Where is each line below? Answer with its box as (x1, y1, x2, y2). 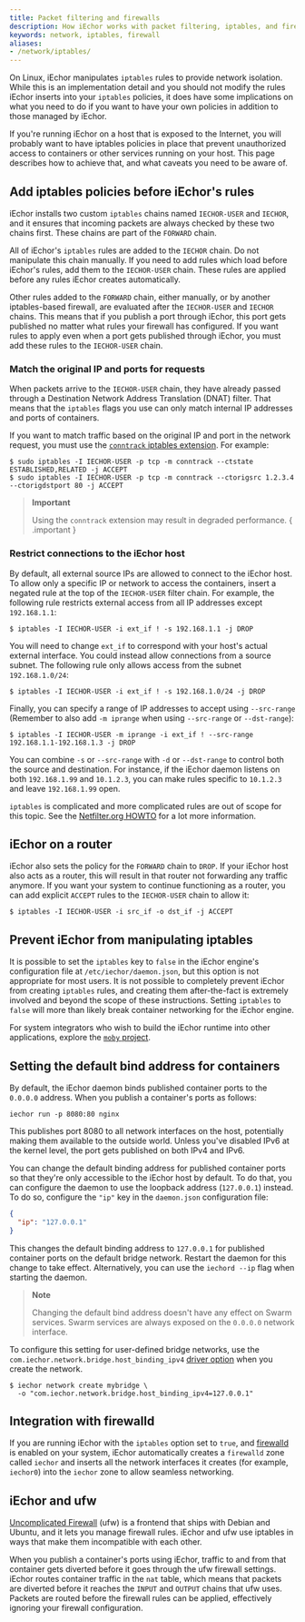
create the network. (9, 1363, 84, 1374)
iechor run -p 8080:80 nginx (9, 1110, 120, 1119)
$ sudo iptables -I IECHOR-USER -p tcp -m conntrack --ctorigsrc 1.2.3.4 (9, 473, 295, 482)
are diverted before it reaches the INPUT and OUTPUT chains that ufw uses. (9, 1583, 283, 1594)
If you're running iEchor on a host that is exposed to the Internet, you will (9, 128, 281, 139)
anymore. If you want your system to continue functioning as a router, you (9, 880, 286, 891)
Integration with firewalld (9, 1413, 155, 1429)
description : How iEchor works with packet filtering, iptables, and (9, 22, 279, 31)
